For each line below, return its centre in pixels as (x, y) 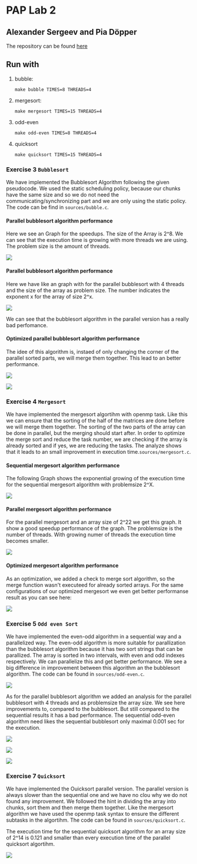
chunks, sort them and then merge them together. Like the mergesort (90, 807)
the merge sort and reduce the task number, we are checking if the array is (97, 440)
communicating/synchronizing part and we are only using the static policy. (96, 201)
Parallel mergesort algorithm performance (59, 509)
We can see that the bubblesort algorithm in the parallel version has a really (98, 319)
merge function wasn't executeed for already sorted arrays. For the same (95, 585)
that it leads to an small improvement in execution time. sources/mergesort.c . (98, 452)
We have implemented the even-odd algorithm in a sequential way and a (94, 636)
